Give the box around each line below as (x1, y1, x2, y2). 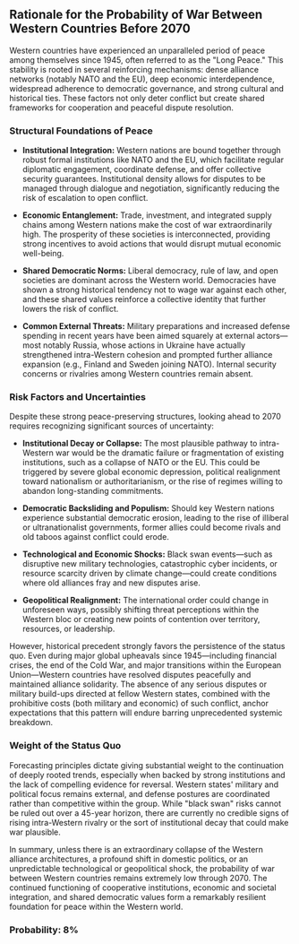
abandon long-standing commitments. (21, 486, 164, 497)
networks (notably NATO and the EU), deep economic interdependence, (9, 74, 275, 84)
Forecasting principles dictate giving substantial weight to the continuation (9, 759, 285, 770)
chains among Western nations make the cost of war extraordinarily (21, 220, 273, 230)
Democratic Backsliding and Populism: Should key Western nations (21, 503, 275, 514)
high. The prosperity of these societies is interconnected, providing (21, 229, 271, 240)
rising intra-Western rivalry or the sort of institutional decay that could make (9, 817, 289, 827)
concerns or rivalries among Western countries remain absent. (21, 368, 253, 379)
